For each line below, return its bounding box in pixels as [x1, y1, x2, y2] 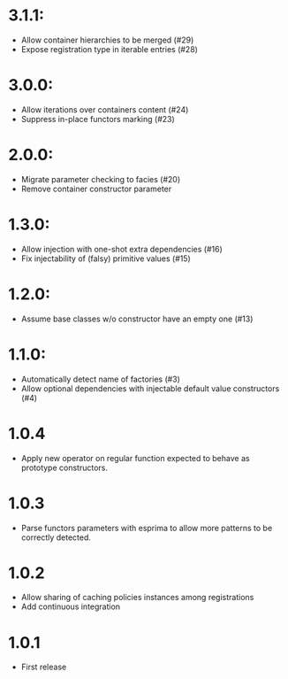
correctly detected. [20, 532, 92, 543]
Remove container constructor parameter [20, 183, 172, 194]
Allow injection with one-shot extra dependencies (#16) [20, 243, 223, 254]
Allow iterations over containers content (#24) [20, 104, 189, 115]
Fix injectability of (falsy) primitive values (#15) [20, 253, 191, 264]
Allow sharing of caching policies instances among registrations [20, 592, 254, 603]
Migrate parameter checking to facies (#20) [20, 174, 181, 184]
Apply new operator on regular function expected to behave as [20, 452, 250, 463]
